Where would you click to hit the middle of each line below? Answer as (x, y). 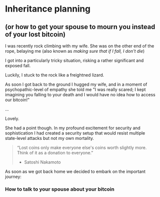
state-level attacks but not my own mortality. (50, 138)
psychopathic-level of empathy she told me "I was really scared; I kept (76, 90)
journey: (13, 177)
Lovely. (12, 119)
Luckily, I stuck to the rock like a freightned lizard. (55, 75)
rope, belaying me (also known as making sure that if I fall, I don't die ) (75, 51)
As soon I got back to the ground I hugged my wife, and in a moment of (76, 84)
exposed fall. (18, 66)
